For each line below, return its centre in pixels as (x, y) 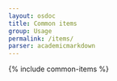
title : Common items (43, 23)
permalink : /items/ (41, 38)
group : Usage (30, 31)
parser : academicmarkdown (52, 46)
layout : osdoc (32, 16)
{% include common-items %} (58, 69)
